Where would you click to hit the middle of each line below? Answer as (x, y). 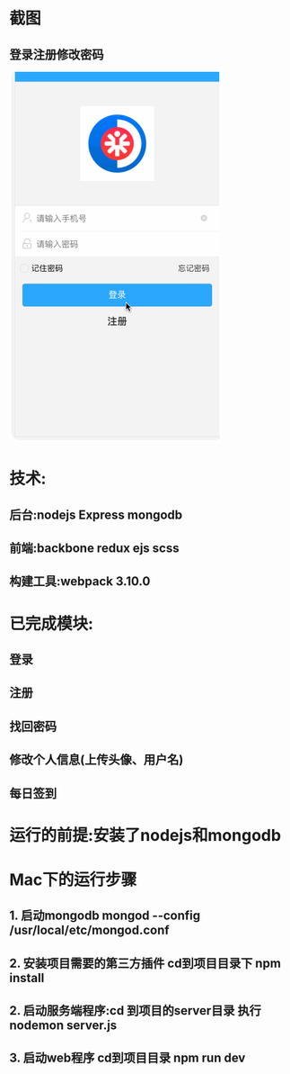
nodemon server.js (63, 1026)
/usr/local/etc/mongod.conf (89, 930)
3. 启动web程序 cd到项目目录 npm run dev (127, 1058)
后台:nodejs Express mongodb (96, 514)
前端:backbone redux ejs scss (94, 548)
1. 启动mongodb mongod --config (105, 916)
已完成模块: (52, 623)
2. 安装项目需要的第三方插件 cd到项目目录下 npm (145, 963)
